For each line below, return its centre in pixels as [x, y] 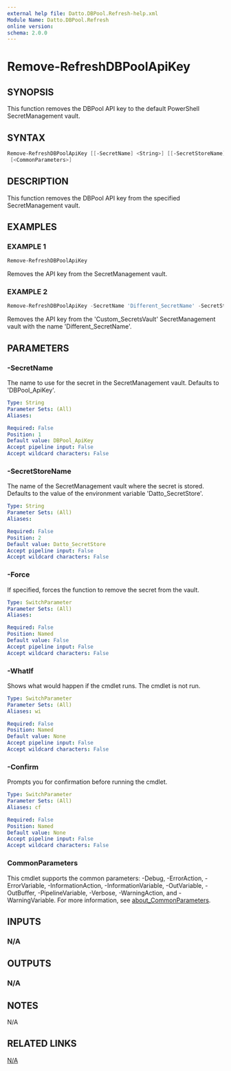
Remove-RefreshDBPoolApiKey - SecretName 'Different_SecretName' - [104, 306]
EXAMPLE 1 [27, 247]
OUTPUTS [29, 964]
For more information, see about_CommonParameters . [134, 900]
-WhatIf [21, 671]
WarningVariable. [32, 900]
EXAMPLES [32, 227]
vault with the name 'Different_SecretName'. [69, 326]
